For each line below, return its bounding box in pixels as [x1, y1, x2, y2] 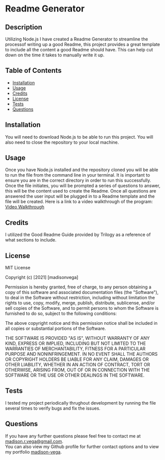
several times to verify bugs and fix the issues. [5, 405, 101, 411]
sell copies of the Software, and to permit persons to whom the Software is [5, 305, 159, 311]
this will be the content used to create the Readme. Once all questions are [5, 188, 157, 194]
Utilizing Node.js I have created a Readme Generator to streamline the [5, 36, 148, 42]
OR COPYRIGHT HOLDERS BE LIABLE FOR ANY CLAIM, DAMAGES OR [5, 356, 149, 362]
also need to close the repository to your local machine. [5, 139, 119, 145]
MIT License [5, 265, 31, 271]
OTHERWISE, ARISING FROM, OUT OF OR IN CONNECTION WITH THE [5, 367, 150, 373]
